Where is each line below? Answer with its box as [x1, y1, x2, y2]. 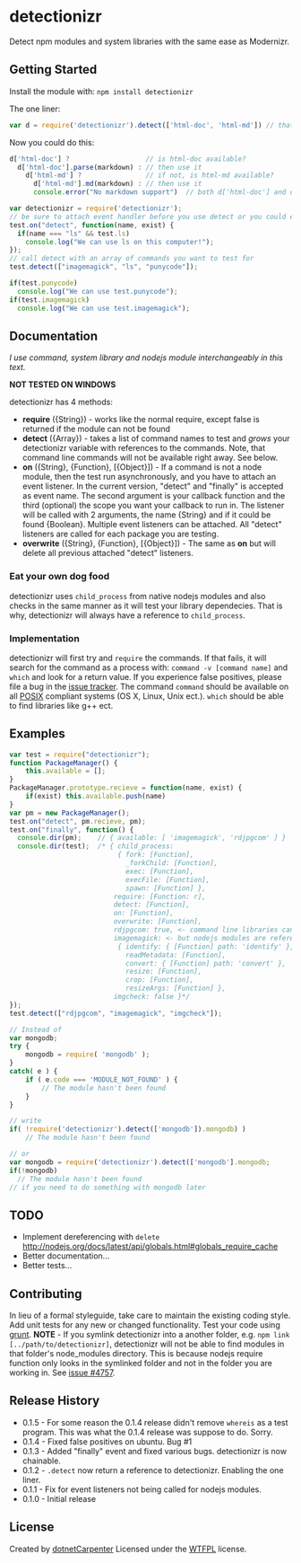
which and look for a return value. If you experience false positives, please [9, 671, 282, 682]
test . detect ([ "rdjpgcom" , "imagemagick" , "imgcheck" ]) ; [9, 1009, 222, 1018]
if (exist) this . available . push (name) [25, 792, 167, 801]
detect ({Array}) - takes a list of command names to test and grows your [21, 433, 290, 444]
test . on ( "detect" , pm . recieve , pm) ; [9, 817, 146, 826]
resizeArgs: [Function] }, [125, 984, 227, 993]
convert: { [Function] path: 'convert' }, [125, 958, 287, 967]
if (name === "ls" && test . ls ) [17, 229, 130, 238]
